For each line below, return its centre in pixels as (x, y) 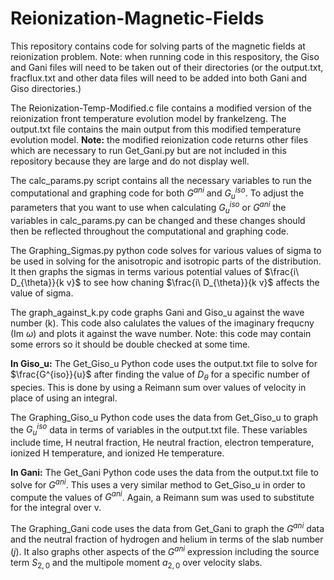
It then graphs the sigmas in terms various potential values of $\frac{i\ (155, 271)
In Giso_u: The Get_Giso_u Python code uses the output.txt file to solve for (164, 363)
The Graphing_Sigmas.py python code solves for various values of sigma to (166, 250)
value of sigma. (42, 293)
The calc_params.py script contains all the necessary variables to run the (161, 180)
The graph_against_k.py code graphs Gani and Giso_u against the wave (157, 312)
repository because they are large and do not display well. (130, 161)
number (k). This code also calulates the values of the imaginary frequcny (162, 323)
